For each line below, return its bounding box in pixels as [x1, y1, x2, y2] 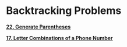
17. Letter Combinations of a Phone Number [6, 34, 113, 41]
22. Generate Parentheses [6, 23, 71, 30]
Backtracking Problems [6, 4, 122, 17]
